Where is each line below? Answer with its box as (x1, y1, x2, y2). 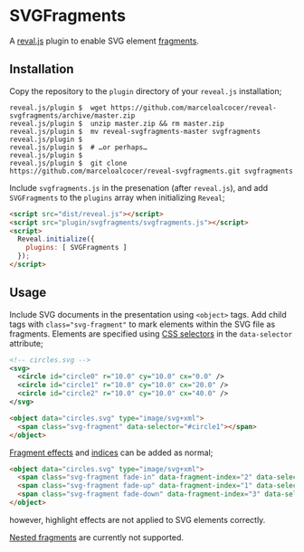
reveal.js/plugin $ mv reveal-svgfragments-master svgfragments (9, 127, 261, 136)
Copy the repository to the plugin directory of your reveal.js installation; (9, 85, 282, 96)
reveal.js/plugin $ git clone (9, 158, 128, 167)
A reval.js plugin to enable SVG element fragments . (9, 35, 199, 46)
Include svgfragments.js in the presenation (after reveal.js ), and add (9, 182, 269, 193)
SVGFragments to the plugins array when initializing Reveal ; (9, 192, 225, 203)
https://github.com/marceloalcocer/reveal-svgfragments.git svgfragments (9, 167, 294, 176)
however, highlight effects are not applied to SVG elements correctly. (9, 514, 266, 525)
